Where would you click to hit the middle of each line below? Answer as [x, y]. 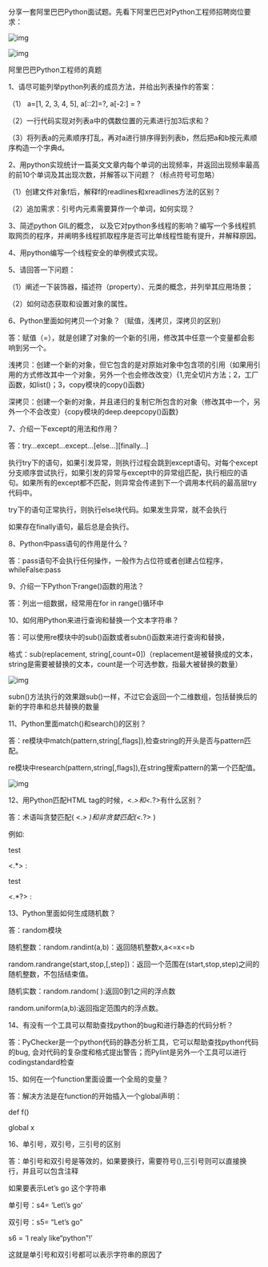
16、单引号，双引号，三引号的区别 [65, 1144]
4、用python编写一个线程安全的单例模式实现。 [85, 253]
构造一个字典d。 [42, 148]
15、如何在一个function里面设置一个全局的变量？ [89, 1079]
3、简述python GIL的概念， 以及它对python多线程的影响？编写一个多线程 [129, 226]
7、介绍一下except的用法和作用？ [64, 429]
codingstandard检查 [41, 1062]
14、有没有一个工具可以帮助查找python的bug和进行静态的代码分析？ [121, 1025]
